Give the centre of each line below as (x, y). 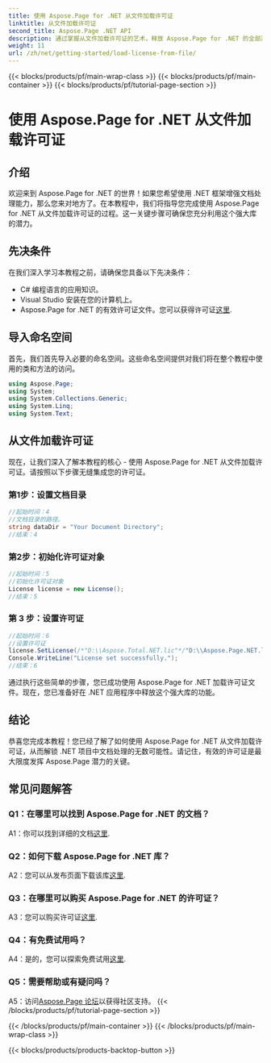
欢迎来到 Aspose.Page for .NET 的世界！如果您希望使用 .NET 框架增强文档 (131, 193)
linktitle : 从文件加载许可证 (52, 23)
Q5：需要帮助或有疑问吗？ (60, 982)
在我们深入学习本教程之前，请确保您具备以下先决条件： (100, 272)
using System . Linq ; (41, 406)
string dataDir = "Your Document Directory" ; (86, 527)
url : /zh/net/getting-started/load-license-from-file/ (102, 53)
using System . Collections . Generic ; (68, 399)
